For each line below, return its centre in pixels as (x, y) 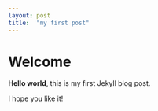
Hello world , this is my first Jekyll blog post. (79, 83)
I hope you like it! (36, 98)
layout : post (29, 15)
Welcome (40, 62)
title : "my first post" (49, 23)
